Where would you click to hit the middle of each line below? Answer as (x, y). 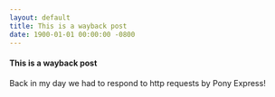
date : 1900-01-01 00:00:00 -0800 (72, 34)
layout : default (40, 18)
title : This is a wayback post (68, 26)
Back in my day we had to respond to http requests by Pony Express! (138, 83)
